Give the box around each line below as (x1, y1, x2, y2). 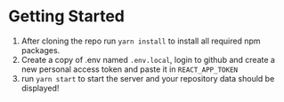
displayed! (20, 82, 60, 93)
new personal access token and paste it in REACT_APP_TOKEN (20, 64, 238, 75)
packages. (20, 44, 61, 55)
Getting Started (8, 6, 126, 27)
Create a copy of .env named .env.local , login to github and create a (20, 54, 275, 65)
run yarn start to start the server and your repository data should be (20, 73, 275, 83)
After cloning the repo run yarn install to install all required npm (20, 35, 261, 46)
